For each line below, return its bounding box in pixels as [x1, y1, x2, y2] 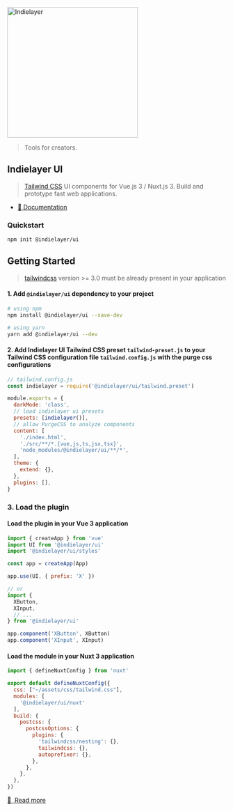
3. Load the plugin [7, 502, 70, 512]
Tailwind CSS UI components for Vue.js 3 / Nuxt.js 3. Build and [24, 182, 204, 190]
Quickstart [7, 220, 45, 230]
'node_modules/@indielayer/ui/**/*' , [19, 447, 129, 454]
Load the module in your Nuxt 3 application [7, 652, 134, 660]
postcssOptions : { [25, 725, 79, 732]
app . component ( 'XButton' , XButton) [7, 630, 111, 638]
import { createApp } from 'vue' [7, 535, 104, 542]
